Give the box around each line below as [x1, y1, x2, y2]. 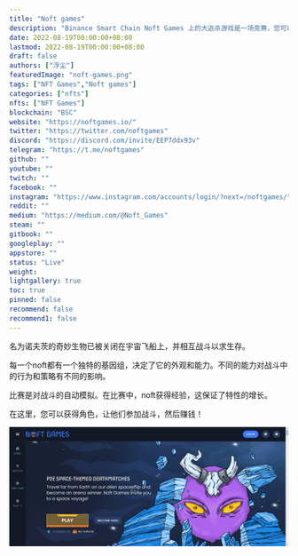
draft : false [9, 52, 58, 61]
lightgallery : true [9, 276, 82, 286]
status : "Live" [9, 258, 66, 266]
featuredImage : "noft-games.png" [9, 71, 133, 80]
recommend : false [9, 305, 74, 314]
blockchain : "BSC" [9, 107, 77, 117]
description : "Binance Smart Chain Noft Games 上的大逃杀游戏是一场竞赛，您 [9, 23, 281, 33]
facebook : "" [9, 183, 58, 192]
